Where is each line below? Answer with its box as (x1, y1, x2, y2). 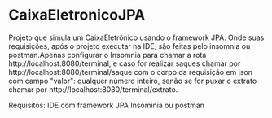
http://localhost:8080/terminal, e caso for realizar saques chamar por (8, 59, 241, 68)
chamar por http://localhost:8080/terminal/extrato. (8, 84, 178, 94)
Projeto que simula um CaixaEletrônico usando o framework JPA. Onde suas (8, 33, 265, 42)
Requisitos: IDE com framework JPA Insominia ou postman (8, 100, 205, 110)
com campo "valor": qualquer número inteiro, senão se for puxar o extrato (8, 76, 257, 85)
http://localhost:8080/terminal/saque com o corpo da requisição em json (8, 67, 252, 76)
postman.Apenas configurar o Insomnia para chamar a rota (8, 50, 207, 59)
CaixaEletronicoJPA (8, 6, 146, 24)
